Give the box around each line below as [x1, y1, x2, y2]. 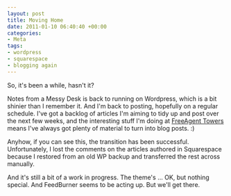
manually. [7, 159, 35, 168]
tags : [7, 42, 23, 49]
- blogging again [7, 62, 58, 69]
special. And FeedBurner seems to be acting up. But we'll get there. [7, 180, 200, 188]
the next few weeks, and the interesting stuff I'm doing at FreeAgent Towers [7, 116, 224, 125]
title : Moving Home [7, 17, 64, 24]
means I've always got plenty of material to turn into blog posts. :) [7, 124, 195, 132]
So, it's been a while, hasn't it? [7, 81, 95, 89]
